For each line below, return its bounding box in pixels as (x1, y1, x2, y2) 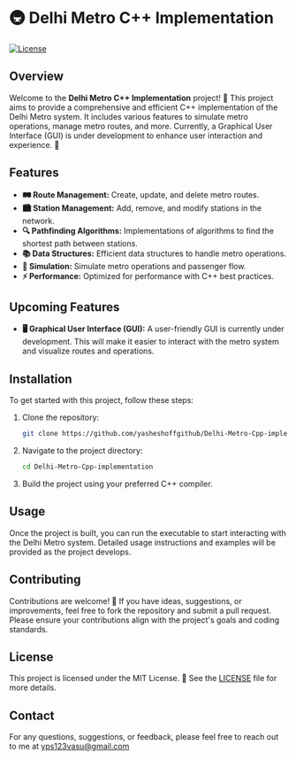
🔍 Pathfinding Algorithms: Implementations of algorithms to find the (21, 225, 275, 236)
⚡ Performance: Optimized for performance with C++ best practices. (21, 270, 275, 281)
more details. (9, 682, 57, 693)
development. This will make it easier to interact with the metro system (21, 337, 280, 347)
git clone (21, 430, 59, 438)
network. (21, 215, 55, 226)
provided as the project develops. (9, 547, 132, 557)
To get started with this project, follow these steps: (9, 395, 194, 406)
